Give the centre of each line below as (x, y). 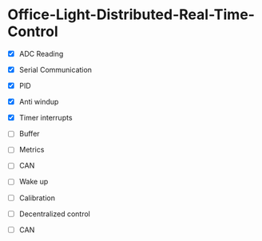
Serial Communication (56, 70)
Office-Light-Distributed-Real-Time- (131, 15)
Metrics (32, 150)
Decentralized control (55, 214)
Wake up (34, 182)
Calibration (37, 198)
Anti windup (39, 102)
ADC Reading (41, 53)
